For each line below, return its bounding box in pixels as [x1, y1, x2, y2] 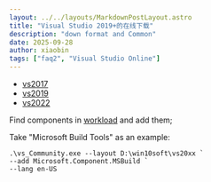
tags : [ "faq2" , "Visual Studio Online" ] [9, 54, 161, 63]
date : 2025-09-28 [9, 37, 74, 47]
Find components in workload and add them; [9, 115, 173, 125]
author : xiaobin [9, 46, 69, 55]
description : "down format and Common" [9, 29, 157, 38]
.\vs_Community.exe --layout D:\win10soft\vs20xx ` [9, 149, 204, 158]
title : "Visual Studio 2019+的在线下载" [9, 21, 153, 30]
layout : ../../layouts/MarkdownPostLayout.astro [9, 12, 192, 22]
